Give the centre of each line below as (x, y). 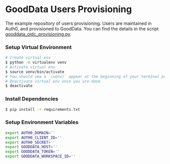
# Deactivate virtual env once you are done (53, 81)
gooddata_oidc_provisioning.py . (38, 34)
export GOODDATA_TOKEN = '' (32, 152)
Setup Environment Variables (42, 122)
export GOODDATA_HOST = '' (31, 147)
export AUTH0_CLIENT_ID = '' (34, 138)
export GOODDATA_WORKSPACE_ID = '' (40, 156)
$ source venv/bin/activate (35, 72)
